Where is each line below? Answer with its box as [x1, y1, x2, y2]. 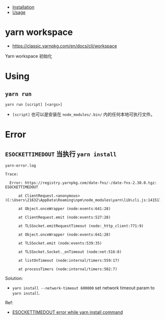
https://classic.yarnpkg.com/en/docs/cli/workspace [12, 43, 117, 49]
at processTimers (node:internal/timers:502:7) [18, 266, 118, 272]
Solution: [5, 275, 23, 281]
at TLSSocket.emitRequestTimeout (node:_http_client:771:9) [18, 223, 144, 228]
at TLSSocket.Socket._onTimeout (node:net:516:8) [18, 249, 122, 254]
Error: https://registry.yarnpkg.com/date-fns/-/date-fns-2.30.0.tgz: [9, 180, 157, 185]
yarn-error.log [5, 163, 36, 168]
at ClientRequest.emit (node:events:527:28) [18, 214, 111, 220]
